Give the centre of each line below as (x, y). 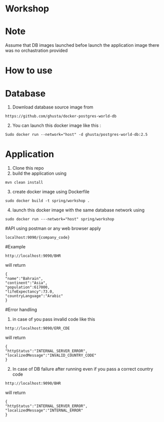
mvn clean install (24, 183)
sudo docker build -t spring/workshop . (48, 201)
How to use (29, 71)
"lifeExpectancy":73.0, (30, 292)
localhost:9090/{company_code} (38, 238)
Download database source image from (53, 107)
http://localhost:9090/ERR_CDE (38, 328)
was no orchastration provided (37, 51)
